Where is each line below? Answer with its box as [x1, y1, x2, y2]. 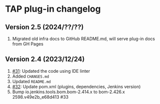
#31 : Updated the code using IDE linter [12, 68, 90, 74]
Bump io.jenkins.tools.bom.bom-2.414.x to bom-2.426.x [12, 89, 125, 95]
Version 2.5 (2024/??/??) [5, 23, 84, 31]
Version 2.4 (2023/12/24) [5, 55, 85, 63]
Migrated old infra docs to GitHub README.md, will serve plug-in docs [12, 36, 156, 42]
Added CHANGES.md [12, 73, 49, 79]
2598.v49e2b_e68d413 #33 [12, 94, 69, 100]
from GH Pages [12, 41, 44, 47]
